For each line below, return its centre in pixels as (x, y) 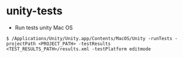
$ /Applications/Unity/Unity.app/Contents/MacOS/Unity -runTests (89, 38)
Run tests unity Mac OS (44, 28)
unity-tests (34, 11)
